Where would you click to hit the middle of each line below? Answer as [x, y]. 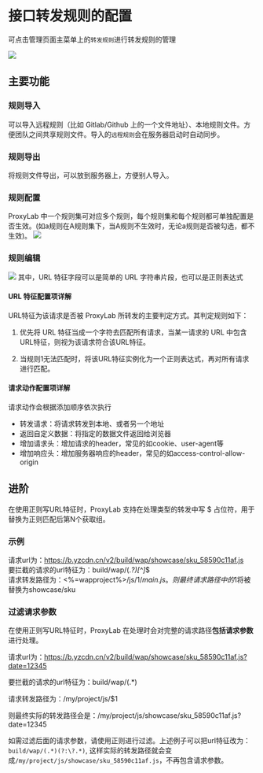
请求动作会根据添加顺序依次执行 [60, 407]
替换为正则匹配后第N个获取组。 [59, 519]
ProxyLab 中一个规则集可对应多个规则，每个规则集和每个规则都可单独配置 [128, 216]
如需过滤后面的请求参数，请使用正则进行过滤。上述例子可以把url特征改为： [130, 741]
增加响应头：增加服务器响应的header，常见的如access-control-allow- [132, 453]
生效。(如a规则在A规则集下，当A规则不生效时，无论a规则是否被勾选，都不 [135, 226]
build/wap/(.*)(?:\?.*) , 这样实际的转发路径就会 [87, 751]
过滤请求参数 [33, 612]
